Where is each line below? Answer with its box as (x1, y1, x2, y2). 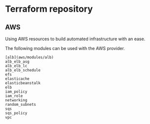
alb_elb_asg (5, 59, 30, 64)
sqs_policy (5, 111, 28, 116)
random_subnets (5, 102, 36, 107)
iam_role (5, 94, 23, 99)
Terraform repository (5, 3, 93, 15)
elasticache (5, 76, 30, 81)
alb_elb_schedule (5, 68, 41, 73)
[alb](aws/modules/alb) (5, 55, 54, 60)
